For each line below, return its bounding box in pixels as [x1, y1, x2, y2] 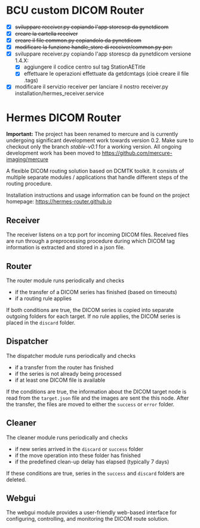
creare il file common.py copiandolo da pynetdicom [14, 37, 141, 44]
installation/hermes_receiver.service [14, 90, 104, 97]
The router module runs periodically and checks [6, 277, 124, 284]
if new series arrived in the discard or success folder [14, 445, 143, 452]
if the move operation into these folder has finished [14, 452, 141, 459]
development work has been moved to [6, 150, 101, 157]
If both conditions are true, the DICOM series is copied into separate [6, 307, 174, 313]
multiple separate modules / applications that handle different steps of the [6, 174, 188, 181]
